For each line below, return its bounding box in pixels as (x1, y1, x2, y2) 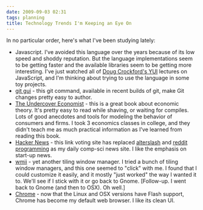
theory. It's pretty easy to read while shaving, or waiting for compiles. (15, 107, 189, 114)
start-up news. (15, 152, 52, 159)
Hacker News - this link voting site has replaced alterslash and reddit (15, 139, 188, 146)
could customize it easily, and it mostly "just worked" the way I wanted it (15, 171, 197, 178)
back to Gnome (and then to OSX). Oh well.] (15, 184, 126, 191)
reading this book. (15, 132, 61, 140)
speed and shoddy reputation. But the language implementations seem (15, 55, 193, 63)
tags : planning (6, 15, 45, 21)
